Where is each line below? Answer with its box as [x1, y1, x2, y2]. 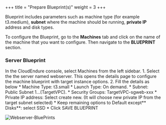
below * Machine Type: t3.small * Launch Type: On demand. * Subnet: [5, 84, 149, 90]
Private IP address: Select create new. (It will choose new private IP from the [5, 94, 161, 101]
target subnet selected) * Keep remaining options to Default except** [5, 100, 146, 106]
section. [5, 45, 22, 50]
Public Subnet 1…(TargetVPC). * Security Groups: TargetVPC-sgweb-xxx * [5, 89, 157, 95]
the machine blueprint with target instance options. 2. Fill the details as [5, 79, 150, 85]
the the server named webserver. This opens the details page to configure [5, 73, 157, 79]
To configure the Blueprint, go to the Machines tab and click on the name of [5, 34, 161, 40]
